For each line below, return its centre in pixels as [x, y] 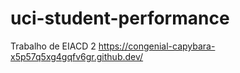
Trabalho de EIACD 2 [53, 46]
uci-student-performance [120, 18]
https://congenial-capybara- [157, 46]
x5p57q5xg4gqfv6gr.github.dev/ [77, 56]
